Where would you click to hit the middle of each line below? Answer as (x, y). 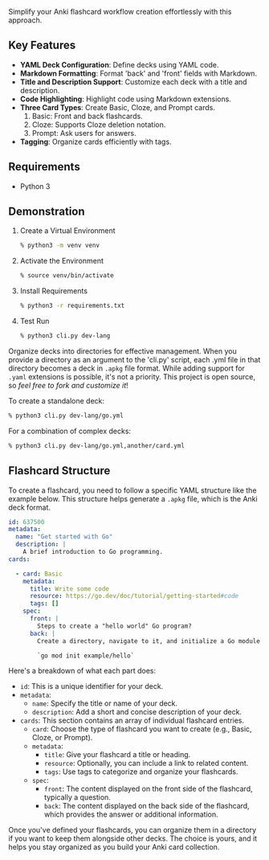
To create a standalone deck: (57, 400)
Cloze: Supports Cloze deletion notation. (99, 125)
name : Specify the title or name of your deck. (105, 703)
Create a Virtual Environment (67, 231)
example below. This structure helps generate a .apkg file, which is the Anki (133, 498)
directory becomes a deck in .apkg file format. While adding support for (126, 368)
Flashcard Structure (59, 471)
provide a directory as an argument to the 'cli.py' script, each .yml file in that (134, 359)
